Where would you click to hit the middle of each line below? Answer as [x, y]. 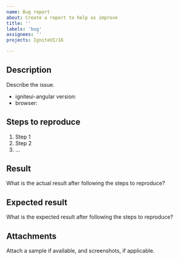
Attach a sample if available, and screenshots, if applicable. [80, 251]
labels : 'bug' [24, 29]
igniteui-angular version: [46, 96]
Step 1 [23, 137]
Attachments [32, 236]
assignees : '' [24, 35]
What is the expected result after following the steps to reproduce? [90, 217]
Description [29, 70]
